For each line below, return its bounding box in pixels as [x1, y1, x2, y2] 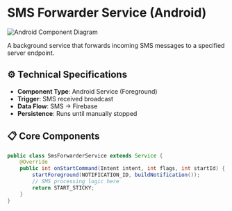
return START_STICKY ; [32, 184, 95, 192]
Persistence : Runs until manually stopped [17, 109, 138, 117]
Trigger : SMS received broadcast [17, 94, 113, 103]
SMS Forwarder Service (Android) [7, 5, 207, 21]
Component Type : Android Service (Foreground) [17, 87, 158, 95]
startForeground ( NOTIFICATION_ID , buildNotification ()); [32, 171, 200, 178]
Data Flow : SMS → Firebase [17, 102, 98, 110]
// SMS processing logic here [32, 178, 119, 185]
